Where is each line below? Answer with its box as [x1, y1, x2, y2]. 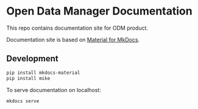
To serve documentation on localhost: [6, 86, 102, 93]
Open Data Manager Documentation [6, 4, 193, 18]
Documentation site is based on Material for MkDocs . [6, 36, 140, 43]
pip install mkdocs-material [6, 70, 80, 76]
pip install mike [6, 75, 51, 81]
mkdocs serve [6, 98, 40, 104]
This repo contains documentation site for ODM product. [6, 24, 148, 31]
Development [6, 53, 59, 64]
